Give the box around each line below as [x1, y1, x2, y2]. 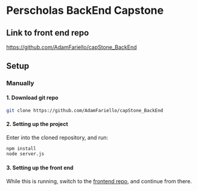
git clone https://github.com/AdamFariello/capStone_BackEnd [6, 107, 164, 113]
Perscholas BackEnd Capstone [6, 4, 164, 17]
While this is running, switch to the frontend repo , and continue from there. [6, 177, 192, 184]
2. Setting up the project [6, 120, 68, 127]
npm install [6, 145, 36, 151]
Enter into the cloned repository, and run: [6, 134, 109, 141]
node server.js [6, 151, 45, 157]
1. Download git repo [6, 94, 59, 101]
